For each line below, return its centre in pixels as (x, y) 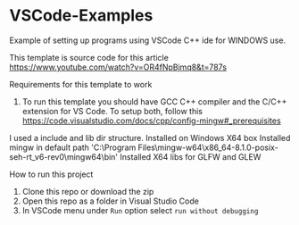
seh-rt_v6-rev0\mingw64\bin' (64, 156)
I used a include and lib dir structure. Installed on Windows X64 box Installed (150, 137)
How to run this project (51, 174)
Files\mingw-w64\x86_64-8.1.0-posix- (208, 147)
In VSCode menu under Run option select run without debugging (140, 210)
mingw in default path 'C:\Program (73, 147)
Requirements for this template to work (81, 84)
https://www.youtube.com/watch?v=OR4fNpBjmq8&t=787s (118, 67)
